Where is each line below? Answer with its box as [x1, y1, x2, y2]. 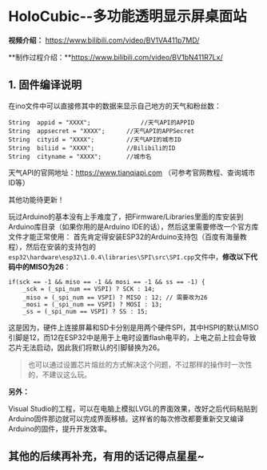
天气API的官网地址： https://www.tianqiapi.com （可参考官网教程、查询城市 [8, 168, 256, 177]
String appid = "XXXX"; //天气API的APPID [8, 118, 195, 127]
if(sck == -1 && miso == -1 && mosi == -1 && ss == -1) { [8, 278, 205, 286]
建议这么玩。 [49, 370, 92, 379]
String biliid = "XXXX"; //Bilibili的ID [8, 144, 176, 152]
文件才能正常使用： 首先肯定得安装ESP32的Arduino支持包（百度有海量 [8, 232, 241, 241]
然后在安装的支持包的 [25, 241, 96, 251]
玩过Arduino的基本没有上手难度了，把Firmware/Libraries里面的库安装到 [8, 212, 244, 221]
